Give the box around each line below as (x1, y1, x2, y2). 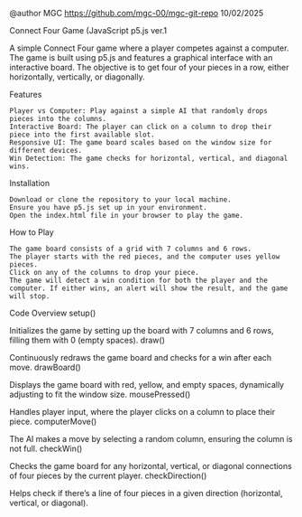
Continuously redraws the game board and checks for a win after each (9, 352, 272, 362)
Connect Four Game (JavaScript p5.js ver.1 (9, 25, 168, 35)
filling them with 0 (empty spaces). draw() (9, 334, 165, 345)
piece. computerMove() (9, 416, 97, 427)
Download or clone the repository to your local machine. (9, 195, 232, 204)
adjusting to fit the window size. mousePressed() (9, 389, 191, 399)
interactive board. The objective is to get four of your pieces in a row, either (9, 62, 290, 72)
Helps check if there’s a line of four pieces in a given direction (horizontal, (9, 488, 283, 498)
